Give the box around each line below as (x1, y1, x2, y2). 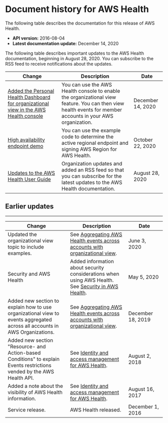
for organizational (7, 100, 49, 107)
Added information (69, 258, 114, 265)
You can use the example (61, 127, 121, 134)
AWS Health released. (69, 406, 121, 413)
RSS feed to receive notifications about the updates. (5, 61, 112, 67)
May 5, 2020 (128, 273, 159, 280)
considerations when (69, 270, 119, 277)
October (133, 136, 153, 143)
